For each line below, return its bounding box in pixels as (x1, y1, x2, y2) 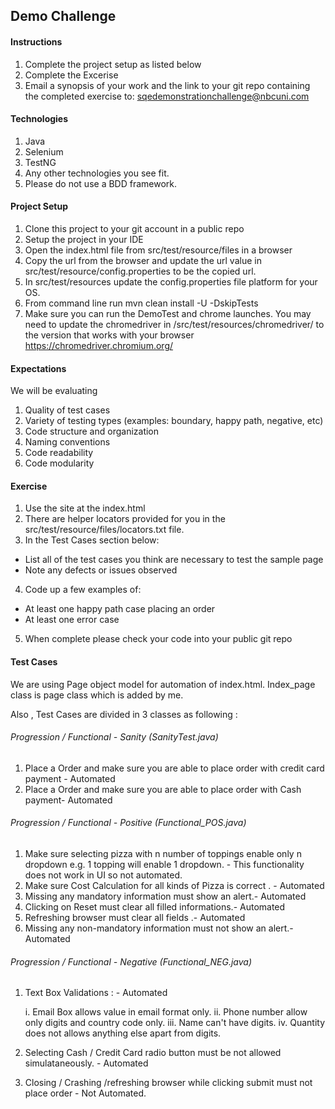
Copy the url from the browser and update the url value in (24, 255, 262, 266)
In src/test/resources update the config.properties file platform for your (24, 276, 318, 288)
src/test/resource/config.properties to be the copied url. (24, 265, 257, 277)
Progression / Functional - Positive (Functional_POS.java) (10, 817, 247, 829)
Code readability (24, 447, 94, 459)
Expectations (10, 362, 67, 374)
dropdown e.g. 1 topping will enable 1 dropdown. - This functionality (24, 859, 305, 871)
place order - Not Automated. (24, 1087, 147, 1099)
